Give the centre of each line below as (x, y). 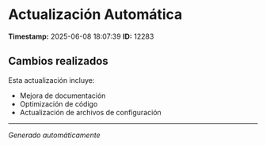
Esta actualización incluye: (51, 80)
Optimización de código (59, 103)
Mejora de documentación (63, 95)
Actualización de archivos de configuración (91, 112)
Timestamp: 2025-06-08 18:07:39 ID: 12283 (81, 36)
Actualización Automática (95, 15)
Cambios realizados (58, 61)
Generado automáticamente (54, 135)
